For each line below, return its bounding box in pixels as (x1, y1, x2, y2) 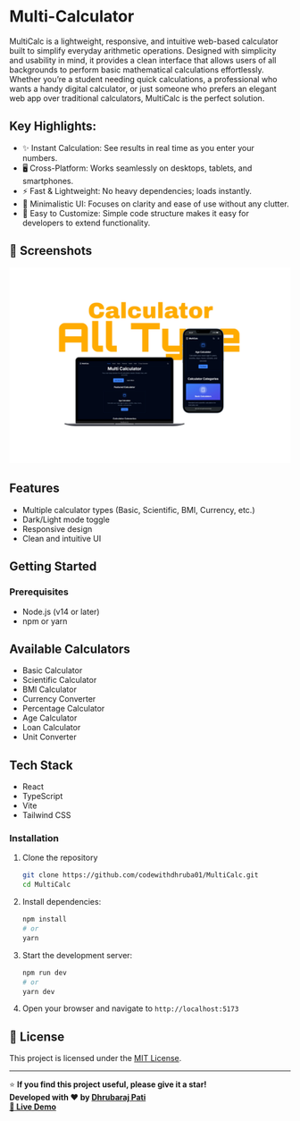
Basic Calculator (21, 665, 83, 676)
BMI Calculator (21, 684, 78, 695)
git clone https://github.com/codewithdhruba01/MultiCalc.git (21, 871, 259, 880)
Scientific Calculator (21, 675, 97, 686)
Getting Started (9, 559, 97, 574)
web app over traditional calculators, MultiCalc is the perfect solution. (9, 92, 265, 104)
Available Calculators (9, 641, 131, 656)
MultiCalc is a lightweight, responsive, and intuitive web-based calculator (9, 36, 279, 46)
